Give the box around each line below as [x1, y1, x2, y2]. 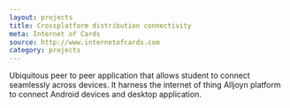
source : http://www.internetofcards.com [9, 37, 161, 47]
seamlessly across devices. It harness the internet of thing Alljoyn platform [9, 80, 281, 90]
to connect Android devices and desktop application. [9, 89, 202, 100]
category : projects [9, 46, 81, 55]
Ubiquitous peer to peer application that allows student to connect [9, 70, 250, 81]
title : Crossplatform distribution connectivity [9, 21, 192, 30]
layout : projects [9, 12, 73, 22]
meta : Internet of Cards [9, 29, 101, 38]
